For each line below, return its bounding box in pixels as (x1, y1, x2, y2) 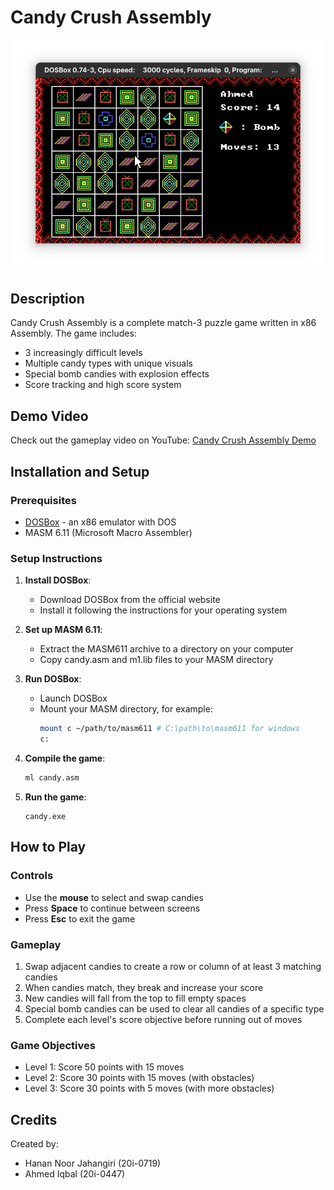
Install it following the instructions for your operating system (39, 604, 288, 616)
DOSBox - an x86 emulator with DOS (24, 516, 177, 528)
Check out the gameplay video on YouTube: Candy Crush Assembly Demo (10, 434, 317, 446)
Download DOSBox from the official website (39, 594, 221, 606)
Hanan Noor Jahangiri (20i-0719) (24, 1157, 162, 1169)
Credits (10, 1111, 58, 1128)
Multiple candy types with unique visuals (24, 357, 193, 370)
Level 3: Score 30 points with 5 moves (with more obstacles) (24, 1082, 275, 1095)
